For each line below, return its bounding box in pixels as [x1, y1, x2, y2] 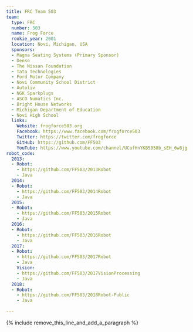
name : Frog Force [11, 31, 54, 36]
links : [11, 118, 28, 124]
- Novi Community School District [11, 80, 96, 86]
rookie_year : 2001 [11, 36, 57, 42]
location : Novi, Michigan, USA [11, 42, 88, 48]
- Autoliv [11, 85, 35, 91]
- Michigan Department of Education [11, 107, 101, 113]
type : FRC [11, 19, 35, 25]
